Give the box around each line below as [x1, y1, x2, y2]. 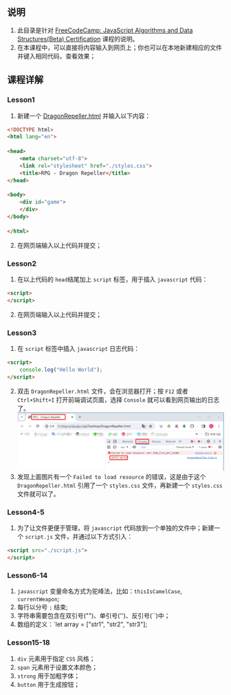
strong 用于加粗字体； [16, 672, 80, 680]
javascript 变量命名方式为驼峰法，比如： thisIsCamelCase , [16, 587, 182, 595]
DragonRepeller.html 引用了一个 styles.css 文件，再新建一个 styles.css [16, 481, 223, 490]
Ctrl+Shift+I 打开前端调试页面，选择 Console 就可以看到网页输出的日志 [16, 395, 220, 404]
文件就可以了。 [16, 490, 60, 498]
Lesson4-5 [7, 507, 45, 517]
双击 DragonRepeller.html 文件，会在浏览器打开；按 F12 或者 [16, 387, 189, 395]
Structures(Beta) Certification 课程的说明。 [16, 34, 139, 43]
